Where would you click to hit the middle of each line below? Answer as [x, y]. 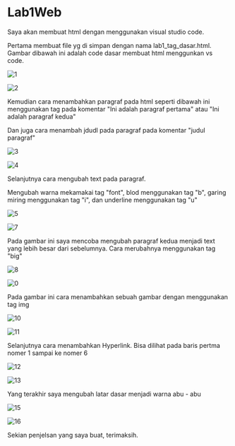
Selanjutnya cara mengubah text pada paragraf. [77, 179]
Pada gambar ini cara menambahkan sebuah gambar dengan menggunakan [117, 296]
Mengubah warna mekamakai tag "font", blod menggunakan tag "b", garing [117, 192]
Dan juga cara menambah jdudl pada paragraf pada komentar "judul [107, 130]
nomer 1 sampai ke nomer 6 [48, 353]
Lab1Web [35, 12]
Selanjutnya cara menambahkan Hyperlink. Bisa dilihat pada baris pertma [114, 345]
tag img [18, 304]
